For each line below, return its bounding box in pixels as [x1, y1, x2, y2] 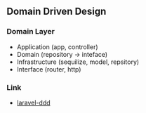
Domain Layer [6, 27, 55, 36]
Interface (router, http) [16, 65, 81, 73]
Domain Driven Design [6, 6, 107, 18]
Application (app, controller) [16, 42, 99, 51]
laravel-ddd [16, 98, 51, 107]
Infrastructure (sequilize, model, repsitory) [16, 58, 140, 66]
